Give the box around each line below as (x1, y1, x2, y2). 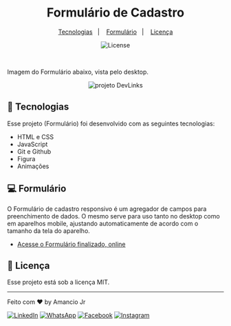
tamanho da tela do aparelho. (7, 226, 91, 235)
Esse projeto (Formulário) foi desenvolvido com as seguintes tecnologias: (7, 119, 215, 128)
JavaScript (16, 140, 48, 148)
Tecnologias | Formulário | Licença (58, 28, 173, 36)
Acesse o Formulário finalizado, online (16, 240, 126, 248)
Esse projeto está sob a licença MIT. (7, 278, 110, 287)
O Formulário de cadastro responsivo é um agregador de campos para (7, 205, 207, 213)
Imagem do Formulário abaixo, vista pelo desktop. (7, 68, 149, 76)
